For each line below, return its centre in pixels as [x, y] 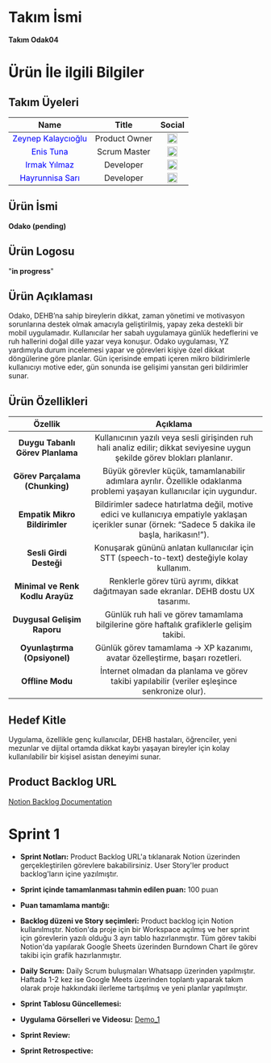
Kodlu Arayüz [47, 597]
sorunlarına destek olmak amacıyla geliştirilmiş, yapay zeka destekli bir [126, 324]
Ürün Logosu [42, 252]
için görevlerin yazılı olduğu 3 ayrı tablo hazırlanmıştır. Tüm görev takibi [138, 938]
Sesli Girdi [47, 553]
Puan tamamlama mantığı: [65, 905]
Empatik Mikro [47, 515]
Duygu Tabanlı [47, 443]
